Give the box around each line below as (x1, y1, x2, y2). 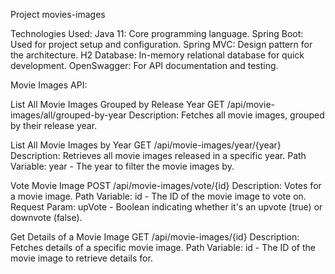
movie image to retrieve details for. (10, 252, 153, 264)
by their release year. (10, 120, 98, 131)
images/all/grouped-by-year (10, 109, 127, 121)
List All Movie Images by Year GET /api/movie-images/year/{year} (10, 139, 282, 151)
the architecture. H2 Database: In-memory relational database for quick (10, 49, 305, 61)
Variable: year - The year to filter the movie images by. (10, 160, 235, 172)
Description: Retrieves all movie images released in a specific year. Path (10, 150, 307, 161)
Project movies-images (10, 9, 106, 20)
